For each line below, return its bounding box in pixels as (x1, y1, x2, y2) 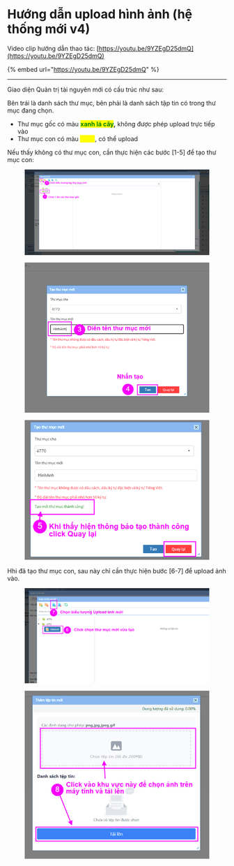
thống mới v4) (7, 21, 91, 37)
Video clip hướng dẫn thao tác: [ (7, 44, 100, 52)
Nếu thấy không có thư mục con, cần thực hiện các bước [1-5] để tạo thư (7, 148, 217, 156)
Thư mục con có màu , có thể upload (17, 134, 138, 142)
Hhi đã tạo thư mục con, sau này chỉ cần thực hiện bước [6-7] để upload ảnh (7, 566, 226, 575)
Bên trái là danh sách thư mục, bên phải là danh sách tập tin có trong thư (7, 98, 216, 107)
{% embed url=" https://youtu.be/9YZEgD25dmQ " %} (7, 65, 159, 73)
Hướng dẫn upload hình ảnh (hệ (7, 6, 193, 22)
